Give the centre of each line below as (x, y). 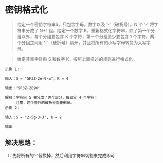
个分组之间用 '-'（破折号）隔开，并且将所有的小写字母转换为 (77, 42)
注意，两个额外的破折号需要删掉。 (45, 103)
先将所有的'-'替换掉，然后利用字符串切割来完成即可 (63, 155)
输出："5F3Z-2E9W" (23, 88)
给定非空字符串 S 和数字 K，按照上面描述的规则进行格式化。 (77, 59)
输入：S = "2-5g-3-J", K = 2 (34, 117)
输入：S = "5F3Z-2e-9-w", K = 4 (37, 78)
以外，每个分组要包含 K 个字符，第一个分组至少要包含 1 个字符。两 (88, 36)
